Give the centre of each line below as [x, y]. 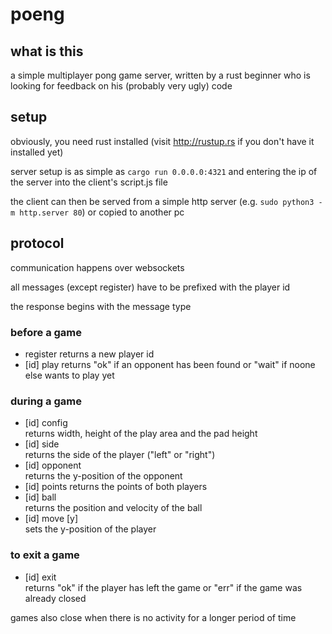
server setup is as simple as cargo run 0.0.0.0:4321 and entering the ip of [164, 171]
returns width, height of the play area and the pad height [141, 434]
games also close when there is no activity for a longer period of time [153, 617]
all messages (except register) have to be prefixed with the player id [150, 287]
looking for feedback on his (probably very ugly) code [121, 86]
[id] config [46, 423]
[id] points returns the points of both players [116, 487]
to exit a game [45, 555]
